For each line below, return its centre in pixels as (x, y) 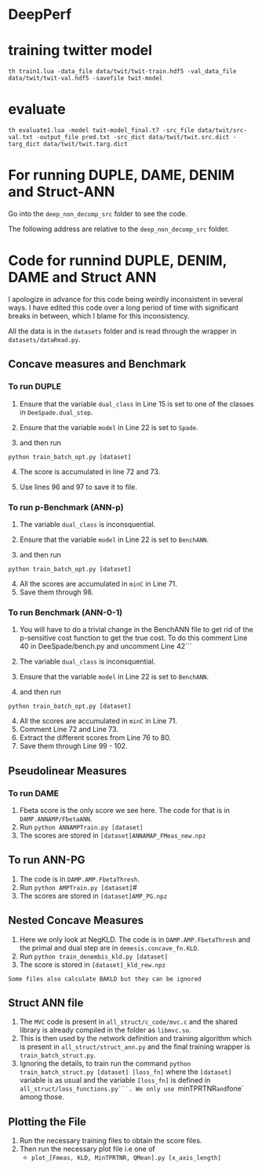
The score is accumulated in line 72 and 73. (90, 471)
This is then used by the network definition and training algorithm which (136, 1039)
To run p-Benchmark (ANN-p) (66, 507)
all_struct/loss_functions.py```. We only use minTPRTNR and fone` (132, 1089)
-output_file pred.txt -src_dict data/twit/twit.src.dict (133, 138)
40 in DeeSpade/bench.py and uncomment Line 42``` (106, 646)
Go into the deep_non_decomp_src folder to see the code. (98, 213)
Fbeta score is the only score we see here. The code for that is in (124, 810)
